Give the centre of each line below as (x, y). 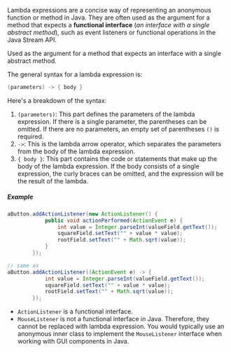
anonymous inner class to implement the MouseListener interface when (120, 334)
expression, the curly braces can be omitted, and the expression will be (120, 174)
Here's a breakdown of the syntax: (57, 100)
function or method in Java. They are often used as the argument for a (108, 17)
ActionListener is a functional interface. (75, 311)
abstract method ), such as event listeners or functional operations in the (111, 32)
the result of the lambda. (53, 181)
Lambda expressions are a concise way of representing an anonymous (109, 10)
